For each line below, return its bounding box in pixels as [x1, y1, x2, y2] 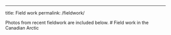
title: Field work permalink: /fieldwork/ [5, 10, 85, 15]
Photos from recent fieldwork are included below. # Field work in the [5, 19, 149, 25]
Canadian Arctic [5, 25, 39, 30]
